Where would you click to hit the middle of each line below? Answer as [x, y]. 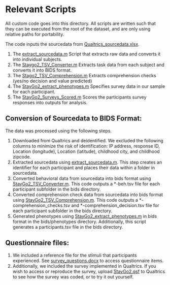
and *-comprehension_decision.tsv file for [115, 205]
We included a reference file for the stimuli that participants [75, 255]
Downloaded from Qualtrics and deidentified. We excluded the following [88, 140]
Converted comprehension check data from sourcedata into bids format [88, 195]
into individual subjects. [37, 59]
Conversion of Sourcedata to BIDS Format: [74, 119]
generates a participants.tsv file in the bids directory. [68, 227]
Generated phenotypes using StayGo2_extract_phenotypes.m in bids [85, 216]
